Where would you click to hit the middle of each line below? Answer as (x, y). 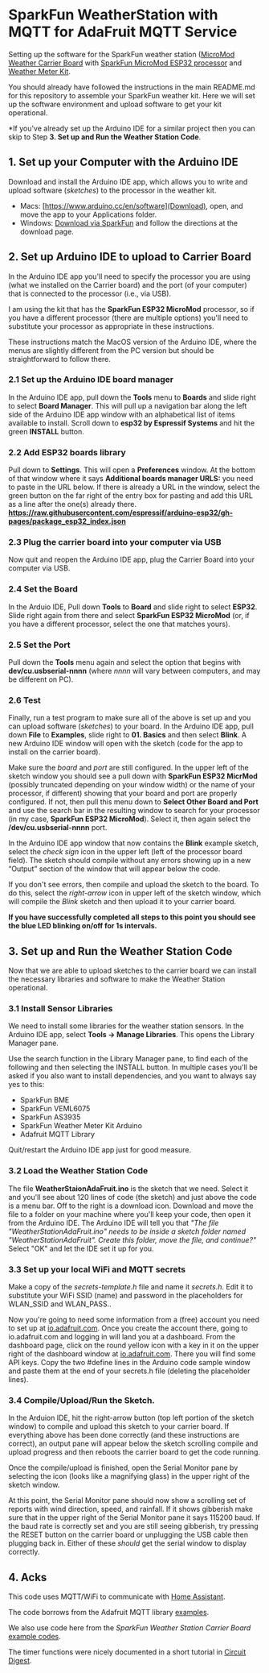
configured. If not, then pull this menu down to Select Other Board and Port (133, 802)
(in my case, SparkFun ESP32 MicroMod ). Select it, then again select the (130, 819)
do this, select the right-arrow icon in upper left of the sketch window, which (135, 893)
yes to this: (26, 1085)
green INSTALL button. (46, 431)
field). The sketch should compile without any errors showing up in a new (130, 861)
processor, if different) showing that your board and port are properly (123, 793)
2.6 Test (25, 700)
